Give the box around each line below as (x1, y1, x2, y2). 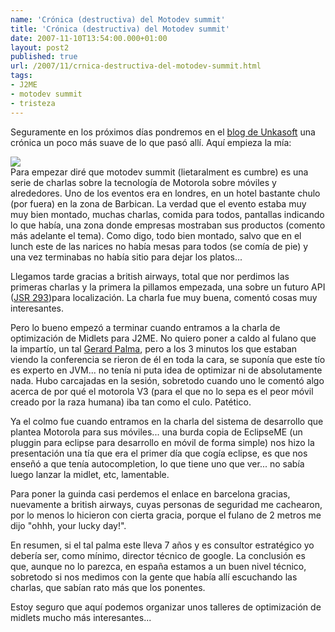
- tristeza (10, 98, 56, 108)
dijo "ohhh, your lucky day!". (10, 519, 127, 531)
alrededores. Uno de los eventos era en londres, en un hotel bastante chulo (10, 187, 321, 199)
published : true (10, 52, 78, 62)
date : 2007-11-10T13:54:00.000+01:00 (10, 33, 168, 43)
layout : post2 (10, 42, 70, 53)
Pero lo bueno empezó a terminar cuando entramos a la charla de (10, 321, 281, 333)
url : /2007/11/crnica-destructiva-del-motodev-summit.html (10, 61, 262, 71)
